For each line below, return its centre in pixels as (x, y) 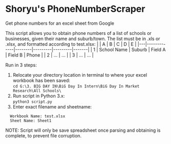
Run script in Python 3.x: (39, 96)
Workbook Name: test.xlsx (38, 116)
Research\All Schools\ (37, 91)
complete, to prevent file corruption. (43, 136)
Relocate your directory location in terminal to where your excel (80, 75)
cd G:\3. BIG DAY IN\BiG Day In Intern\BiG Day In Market (76, 86)
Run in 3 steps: (21, 65)
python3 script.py (32, 102)
